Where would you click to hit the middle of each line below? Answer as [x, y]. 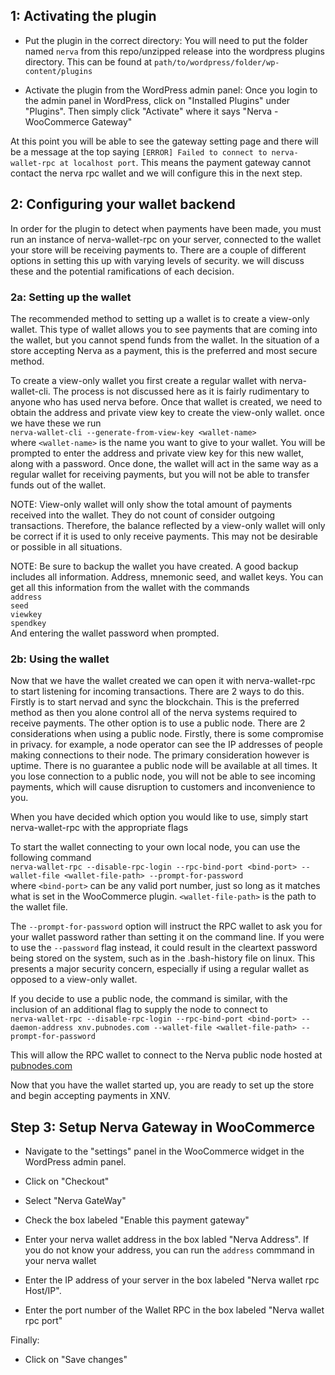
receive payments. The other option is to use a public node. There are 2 [158, 723]
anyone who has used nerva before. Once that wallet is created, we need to [166, 401]
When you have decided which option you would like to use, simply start [159, 817]
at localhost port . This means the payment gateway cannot [185, 162]
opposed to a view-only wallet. [74, 980]
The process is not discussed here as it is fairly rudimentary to [181, 391]
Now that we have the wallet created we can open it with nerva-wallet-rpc [163, 681]
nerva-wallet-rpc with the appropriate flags [99, 828]
